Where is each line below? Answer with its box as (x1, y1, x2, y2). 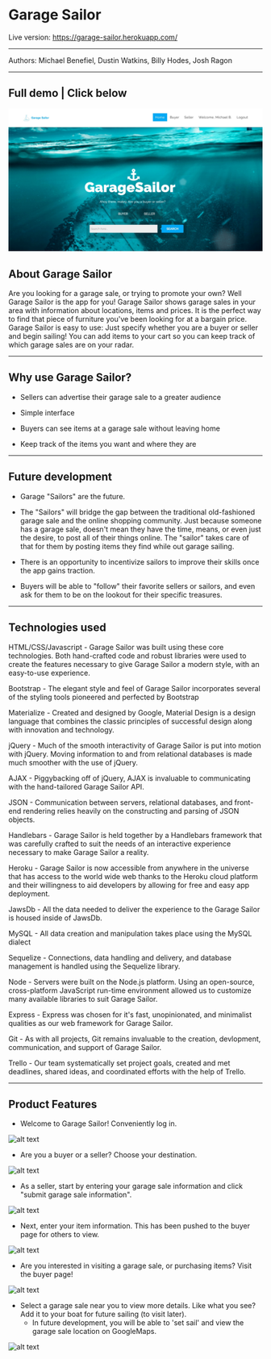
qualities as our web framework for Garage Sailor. (8, 1018, 173, 1028)
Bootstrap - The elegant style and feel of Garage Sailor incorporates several (8, 683, 261, 693)
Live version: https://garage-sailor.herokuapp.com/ (8, 32, 178, 42)
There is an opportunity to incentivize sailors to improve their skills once (19, 557, 260, 566)
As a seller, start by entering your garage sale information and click (19, 1182, 244, 1191)
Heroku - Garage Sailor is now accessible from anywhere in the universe (8, 863, 250, 873)
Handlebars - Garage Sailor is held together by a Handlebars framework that (8, 830, 262, 840)
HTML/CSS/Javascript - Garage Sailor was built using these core (8, 642, 224, 652)
